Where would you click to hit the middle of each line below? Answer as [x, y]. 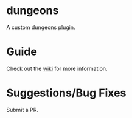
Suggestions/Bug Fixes [66, 93]
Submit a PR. [22, 110]
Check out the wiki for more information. [57, 68]
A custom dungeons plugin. [41, 27]
